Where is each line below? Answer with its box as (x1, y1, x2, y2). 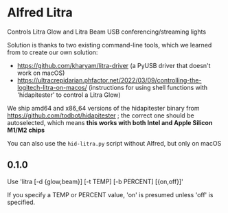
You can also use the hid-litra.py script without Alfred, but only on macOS (7, 139, 222, 147)
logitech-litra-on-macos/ (16, 83, 87, 91)
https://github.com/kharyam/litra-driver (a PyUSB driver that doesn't (16, 61, 211, 69)
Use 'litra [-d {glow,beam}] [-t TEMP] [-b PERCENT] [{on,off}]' (7, 177, 183, 186)
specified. (7, 198, 36, 206)
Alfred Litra (7, 5, 73, 21)
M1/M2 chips (7, 126, 45, 134)
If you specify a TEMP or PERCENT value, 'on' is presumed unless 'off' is (7, 190, 214, 199)
